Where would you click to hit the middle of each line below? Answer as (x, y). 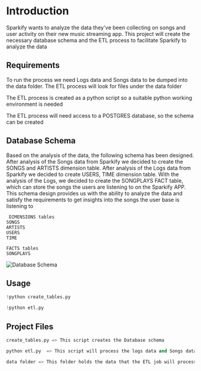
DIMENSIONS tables (32, 217)
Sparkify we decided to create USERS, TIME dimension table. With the (93, 174)
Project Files (30, 326)
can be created (25, 122)
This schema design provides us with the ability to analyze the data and (95, 193)
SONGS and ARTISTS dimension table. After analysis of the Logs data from (99, 168)
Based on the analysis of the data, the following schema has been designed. (100, 155)
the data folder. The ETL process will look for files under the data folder (94, 86)
